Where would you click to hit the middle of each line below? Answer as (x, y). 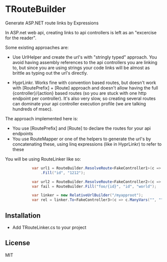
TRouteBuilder (36, 9)
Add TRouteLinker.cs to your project (49, 227)
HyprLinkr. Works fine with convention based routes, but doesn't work (84, 83)
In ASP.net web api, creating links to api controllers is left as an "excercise (81, 32)
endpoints (23, 133)
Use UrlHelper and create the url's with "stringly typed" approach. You (85, 57)
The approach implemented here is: (42, 118)
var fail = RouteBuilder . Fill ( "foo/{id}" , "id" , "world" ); (94, 186)
